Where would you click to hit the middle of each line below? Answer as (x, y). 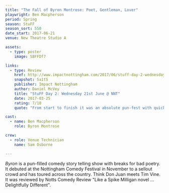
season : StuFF (20, 24)
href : (20, 75)
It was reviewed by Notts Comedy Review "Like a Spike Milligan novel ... (80, 179)
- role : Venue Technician (37, 140)
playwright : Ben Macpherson (35, 15)
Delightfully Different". (28, 185)
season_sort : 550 (23, 29)
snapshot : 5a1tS (31, 80)
